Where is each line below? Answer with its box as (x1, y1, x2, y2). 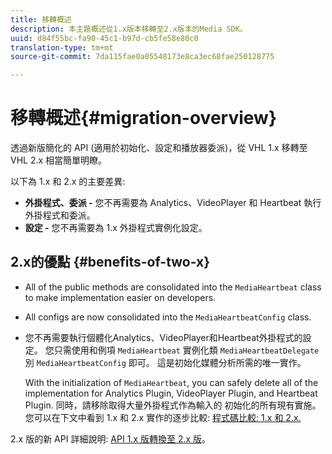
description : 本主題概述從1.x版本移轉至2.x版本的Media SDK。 (10, 24, 248, 34)
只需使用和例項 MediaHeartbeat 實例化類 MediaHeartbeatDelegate (53, 344, 320, 356)
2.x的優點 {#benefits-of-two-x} (10, 254, 211, 271)
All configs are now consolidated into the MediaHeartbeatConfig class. (24, 311, 312, 323)
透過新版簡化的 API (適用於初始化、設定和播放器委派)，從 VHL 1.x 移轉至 (10, 142, 308, 154)
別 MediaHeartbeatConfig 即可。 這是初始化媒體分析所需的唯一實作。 (24, 356, 307, 368)
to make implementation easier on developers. (24, 291, 217, 303)
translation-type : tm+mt (10, 42, 114, 53)
